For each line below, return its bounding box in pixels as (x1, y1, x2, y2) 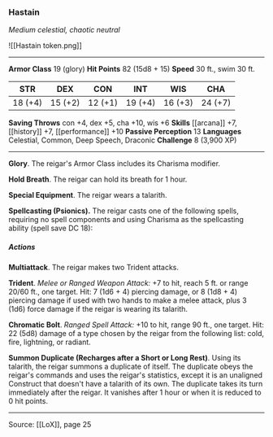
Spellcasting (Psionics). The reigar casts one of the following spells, (8, 206, 240, 216)
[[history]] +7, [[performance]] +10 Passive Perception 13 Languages (8, 127, 242, 137)
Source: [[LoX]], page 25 (8, 420, 92, 430)
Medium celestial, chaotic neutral (8, 25, 120, 35)
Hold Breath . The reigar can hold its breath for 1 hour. (8, 174, 188, 185)
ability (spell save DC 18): (8, 223, 93, 234)
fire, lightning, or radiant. (8, 337, 91, 347)
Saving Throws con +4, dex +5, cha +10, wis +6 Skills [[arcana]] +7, (8, 118, 237, 128)
